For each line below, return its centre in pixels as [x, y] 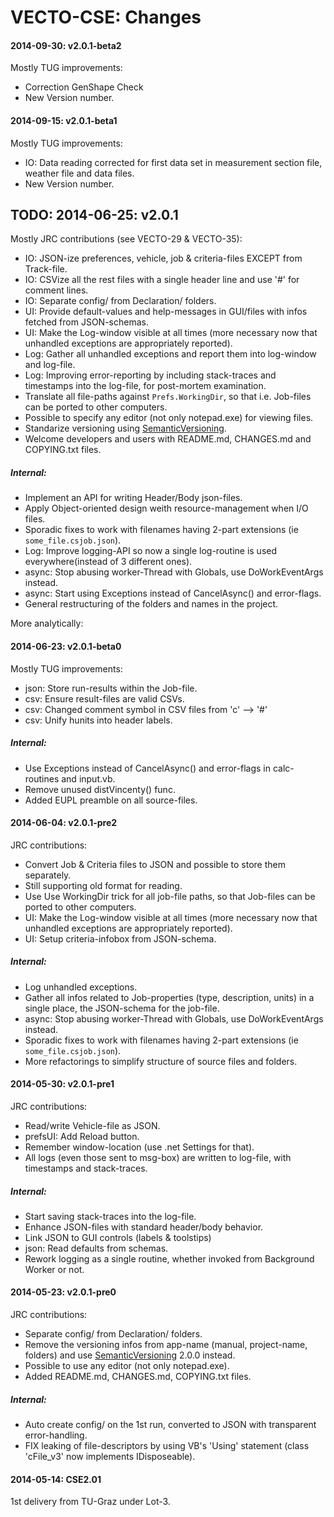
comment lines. [56, 290]
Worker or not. [54, 1269]
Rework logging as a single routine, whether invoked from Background [169, 1258]
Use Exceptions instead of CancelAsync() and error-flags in [147, 768]
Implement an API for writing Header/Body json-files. [133, 498]
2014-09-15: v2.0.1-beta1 [64, 120]
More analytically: [47, 623]
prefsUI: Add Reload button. [82, 1136]
